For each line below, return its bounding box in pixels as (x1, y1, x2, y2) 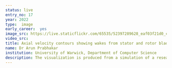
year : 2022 (5, 17, 29, 22)
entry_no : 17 (5, 12, 33, 17)
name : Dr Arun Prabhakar (5, 46, 58, 51)
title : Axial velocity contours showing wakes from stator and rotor (5, 41, 157, 46)
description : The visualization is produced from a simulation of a (5, 55, 155, 60)
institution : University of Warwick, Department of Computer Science (5, 50, 157, 55)
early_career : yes (5, 27, 47, 32)
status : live (5, 7, 33, 13)
